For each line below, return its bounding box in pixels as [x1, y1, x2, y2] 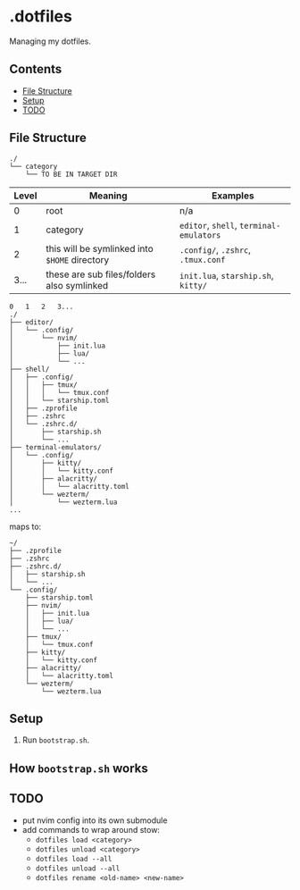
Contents [9, 62, 62, 77]
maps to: [9, 521, 42, 532]
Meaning [88, 189, 128, 202]
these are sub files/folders [46, 268, 156, 281]
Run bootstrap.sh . [21, 735, 90, 745]
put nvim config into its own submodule [21, 815, 168, 826]
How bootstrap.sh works [9, 760, 149, 776]
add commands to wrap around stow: [21, 824, 161, 835]
